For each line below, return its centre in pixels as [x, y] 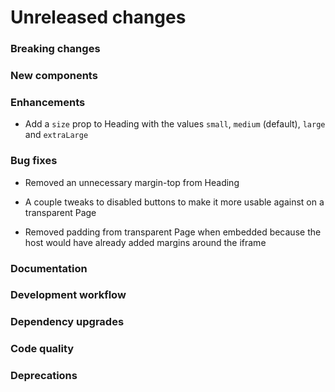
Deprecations [44, 376]
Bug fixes [34, 161]
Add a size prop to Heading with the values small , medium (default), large [175, 124]
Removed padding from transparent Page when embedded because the [173, 232]
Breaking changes [55, 49]
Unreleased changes [98, 17]
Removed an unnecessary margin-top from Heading [132, 182]
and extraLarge [56, 135]
